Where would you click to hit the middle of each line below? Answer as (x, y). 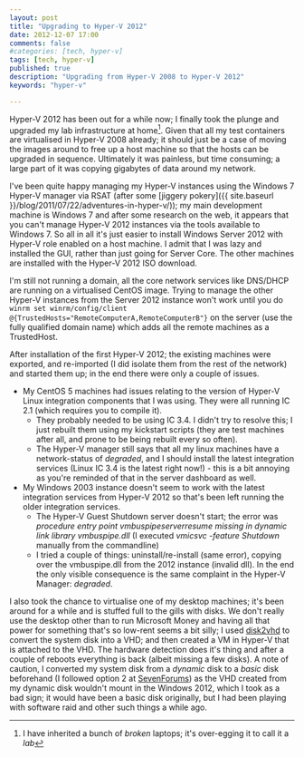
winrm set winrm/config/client (68, 309)
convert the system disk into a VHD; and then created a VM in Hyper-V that (149, 640)
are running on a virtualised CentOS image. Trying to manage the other (142, 290)
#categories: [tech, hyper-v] (66, 52)
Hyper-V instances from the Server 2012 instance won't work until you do (146, 300)
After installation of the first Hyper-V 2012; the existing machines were (140, 354)
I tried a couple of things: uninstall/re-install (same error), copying (159, 555)
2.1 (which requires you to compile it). (92, 411)
